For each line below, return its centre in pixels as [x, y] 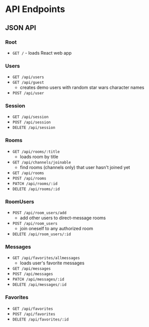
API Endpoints [35, 9]
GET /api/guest [28, 83]
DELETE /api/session [34, 128]
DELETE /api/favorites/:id [40, 319]
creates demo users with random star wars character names [82, 88]
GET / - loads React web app [42, 53]
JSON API [21, 28]
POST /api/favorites [34, 314]
